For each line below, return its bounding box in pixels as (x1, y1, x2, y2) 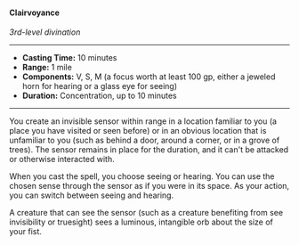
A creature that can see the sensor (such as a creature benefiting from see (9, 208, 283, 218)
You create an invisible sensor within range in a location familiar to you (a (9, 116, 278, 127)
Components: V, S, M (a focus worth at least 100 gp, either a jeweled (21, 71, 276, 82)
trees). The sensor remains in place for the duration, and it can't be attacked (9, 144, 289, 155)
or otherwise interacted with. (9, 154, 115, 165)
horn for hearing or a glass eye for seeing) (21, 81, 178, 92)
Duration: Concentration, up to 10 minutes (21, 90, 177, 102)
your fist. (9, 226, 43, 237)
